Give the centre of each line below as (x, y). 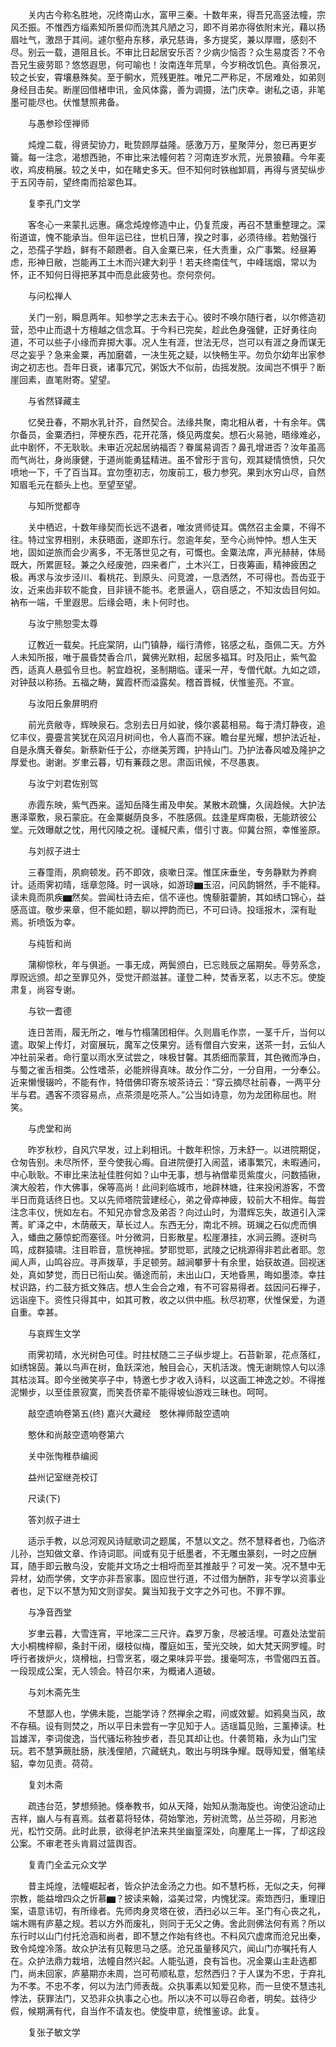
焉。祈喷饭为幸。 (45, 922)
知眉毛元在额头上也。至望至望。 (76, 484)
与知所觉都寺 (54, 506)
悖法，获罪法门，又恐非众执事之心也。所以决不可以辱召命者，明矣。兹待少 (163, 1998)
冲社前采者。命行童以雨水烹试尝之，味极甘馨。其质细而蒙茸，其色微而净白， (168, 1057)
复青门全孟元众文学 (67, 1864)
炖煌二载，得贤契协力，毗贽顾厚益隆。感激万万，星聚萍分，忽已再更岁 (172, 144)
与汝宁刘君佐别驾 (62, 783)
